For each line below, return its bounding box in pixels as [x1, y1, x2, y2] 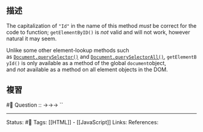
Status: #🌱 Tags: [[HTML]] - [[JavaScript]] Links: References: [6, 118, 159, 125]
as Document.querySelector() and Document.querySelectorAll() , [6, 53, 166, 60]
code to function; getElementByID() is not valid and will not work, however [6, 28, 190, 36]
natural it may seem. [6, 35, 57, 42]
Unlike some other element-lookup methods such [6, 46, 130, 54]
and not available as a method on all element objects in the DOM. [6, 66, 168, 73]
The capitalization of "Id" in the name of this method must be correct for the [6, 22, 197, 29]
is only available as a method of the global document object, [21, 59, 166, 66]
